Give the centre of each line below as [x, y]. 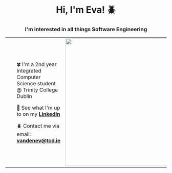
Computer [29, 77]
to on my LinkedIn [38, 114]
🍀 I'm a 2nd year [37, 64]
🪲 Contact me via [38, 126]
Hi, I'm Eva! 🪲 [86, 10]
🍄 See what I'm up [38, 108]
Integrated [29, 70]
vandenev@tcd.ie [38, 140]
